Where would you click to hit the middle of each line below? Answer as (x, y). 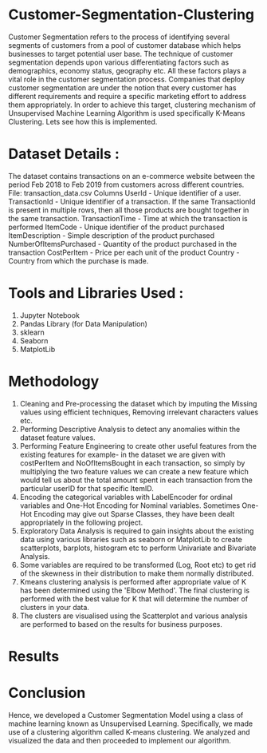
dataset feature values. (57, 438)
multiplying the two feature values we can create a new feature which (134, 471)
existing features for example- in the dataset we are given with (122, 454)
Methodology (54, 382)
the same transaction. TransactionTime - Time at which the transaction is (128, 218)
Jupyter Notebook (49, 315)
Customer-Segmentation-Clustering (132, 15)
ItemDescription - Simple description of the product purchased (112, 235)
